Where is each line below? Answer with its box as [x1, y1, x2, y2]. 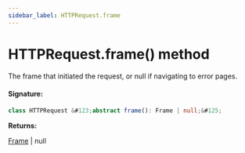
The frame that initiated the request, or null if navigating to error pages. [8, 71, 238, 81]
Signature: [8, 89, 43, 99]
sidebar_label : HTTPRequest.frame [8, 11, 121, 20]
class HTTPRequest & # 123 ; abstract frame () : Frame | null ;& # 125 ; [8, 107, 222, 115]
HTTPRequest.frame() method [8, 45, 210, 63]
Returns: [8, 121, 38, 130]
